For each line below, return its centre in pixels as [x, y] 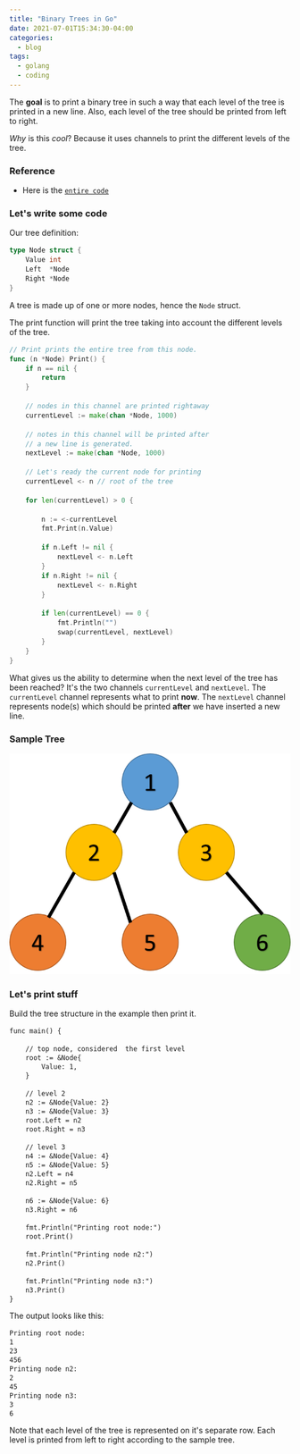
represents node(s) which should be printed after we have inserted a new [145, 706]
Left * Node [47, 269]
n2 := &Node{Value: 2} [67, 1103]
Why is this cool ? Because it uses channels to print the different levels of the [150, 138]
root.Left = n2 [54, 1121]
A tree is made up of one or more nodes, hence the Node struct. [125, 305]
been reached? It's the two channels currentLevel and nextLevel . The [137, 687]
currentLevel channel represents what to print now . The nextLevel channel [147, 696]
